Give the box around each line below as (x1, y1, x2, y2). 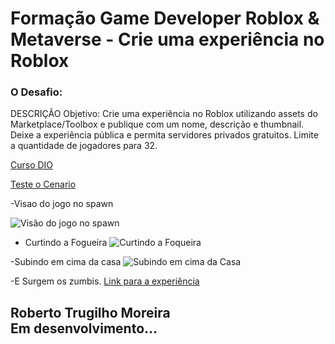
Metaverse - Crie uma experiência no (10, 28, 325, 51)
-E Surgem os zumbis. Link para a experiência (10, 275, 200, 287)
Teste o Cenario (10, 178, 77, 191)
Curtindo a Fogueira (24, 237, 108, 249)
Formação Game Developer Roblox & (10, 7, 320, 30)
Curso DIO (10, 159, 54, 171)
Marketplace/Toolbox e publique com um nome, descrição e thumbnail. (10, 118, 305, 131)
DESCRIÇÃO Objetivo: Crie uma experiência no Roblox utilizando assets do (10, 108, 318, 120)
